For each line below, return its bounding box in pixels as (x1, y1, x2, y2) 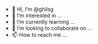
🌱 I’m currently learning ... (11, 18, 75, 25)
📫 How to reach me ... (11, 32, 67, 38)
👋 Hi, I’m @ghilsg (11, 6, 54, 12)
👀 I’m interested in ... (11, 12, 62, 19)
